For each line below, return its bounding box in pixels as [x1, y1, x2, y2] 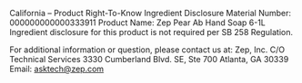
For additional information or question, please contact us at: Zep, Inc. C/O [9, 44, 285, 55]
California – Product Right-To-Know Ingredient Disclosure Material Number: [9, 8, 292, 18]
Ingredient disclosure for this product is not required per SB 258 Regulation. [9, 27, 294, 37]
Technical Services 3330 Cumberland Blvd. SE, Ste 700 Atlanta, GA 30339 [9, 54, 289, 64]
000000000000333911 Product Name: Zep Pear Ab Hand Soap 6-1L [9, 17, 267, 28]
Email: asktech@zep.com [9, 63, 105, 74]
